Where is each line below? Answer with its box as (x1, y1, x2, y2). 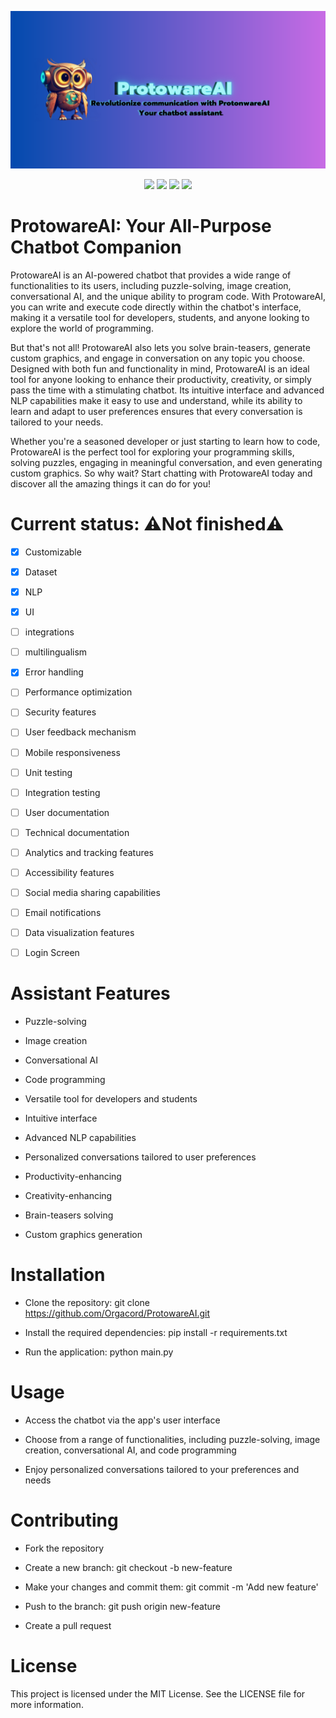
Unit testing (24, 766, 73, 778)
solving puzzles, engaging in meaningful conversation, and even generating (10, 456, 323, 468)
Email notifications (24, 907, 102, 918)
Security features (24, 706, 97, 718)
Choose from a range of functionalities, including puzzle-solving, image (24, 1434, 321, 1445)
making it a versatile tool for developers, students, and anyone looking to (10, 311, 310, 323)
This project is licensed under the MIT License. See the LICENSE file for (10, 1687, 306, 1700)
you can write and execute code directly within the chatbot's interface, (10, 301, 302, 313)
